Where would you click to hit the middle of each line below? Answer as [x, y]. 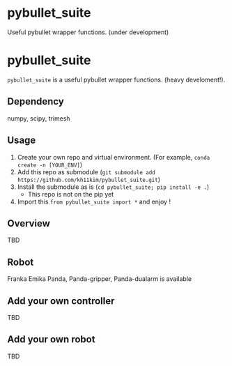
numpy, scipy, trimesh [39, 118]
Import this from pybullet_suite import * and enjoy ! [94, 201]
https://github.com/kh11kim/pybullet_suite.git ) [89, 179]
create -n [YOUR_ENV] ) [50, 165]
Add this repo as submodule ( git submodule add [86, 171]
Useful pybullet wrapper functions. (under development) [88, 32]
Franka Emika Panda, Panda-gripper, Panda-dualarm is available [100, 279]
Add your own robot [51, 340]
